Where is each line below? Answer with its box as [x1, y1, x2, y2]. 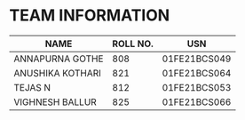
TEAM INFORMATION [9, 5, 170, 26]
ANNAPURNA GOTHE [13, 52, 104, 65]
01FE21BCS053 [162, 81, 232, 93]
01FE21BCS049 [162, 52, 232, 65]
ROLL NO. [112, 37, 154, 50]
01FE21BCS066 [162, 95, 232, 108]
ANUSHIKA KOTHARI [13, 67, 102, 79]
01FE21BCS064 [162, 67, 232, 79]
